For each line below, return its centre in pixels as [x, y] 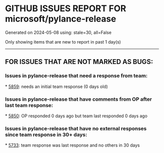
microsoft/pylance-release [61, 19]
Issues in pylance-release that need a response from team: [76, 76]
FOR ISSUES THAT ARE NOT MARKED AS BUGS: [79, 62]
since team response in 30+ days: [46, 134]
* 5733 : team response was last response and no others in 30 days [72, 145]
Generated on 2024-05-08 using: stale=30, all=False [58, 32]
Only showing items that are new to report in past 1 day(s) [63, 42]
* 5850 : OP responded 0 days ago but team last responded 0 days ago [76, 116]
